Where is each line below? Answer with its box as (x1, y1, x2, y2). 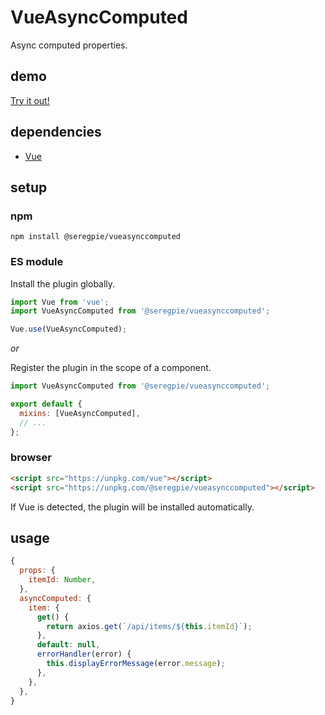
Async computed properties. (10, 39, 128, 51)
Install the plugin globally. (10, 277, 116, 290)
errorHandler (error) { (36, 649, 132, 660)
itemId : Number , (28, 575, 97, 585)
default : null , (36, 640, 101, 650)
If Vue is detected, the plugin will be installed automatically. (10, 501, 255, 513)
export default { (10, 399, 83, 410)
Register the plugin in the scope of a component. (10, 362, 212, 374)
